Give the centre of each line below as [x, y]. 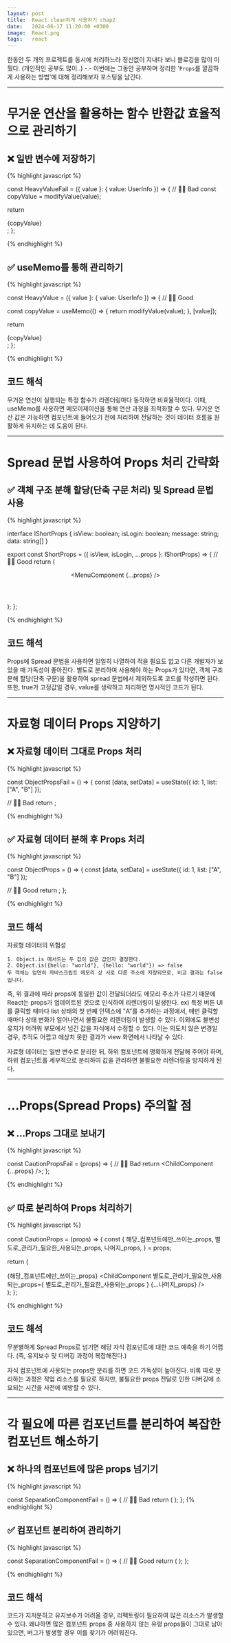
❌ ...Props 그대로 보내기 [56, 1133]
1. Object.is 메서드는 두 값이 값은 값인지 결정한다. [74, 960]
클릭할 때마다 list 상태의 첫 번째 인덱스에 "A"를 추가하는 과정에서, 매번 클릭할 [116, 1011]
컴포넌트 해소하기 [53, 1442]
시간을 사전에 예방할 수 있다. [63, 1387]
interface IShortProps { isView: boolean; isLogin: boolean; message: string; [113, 533]
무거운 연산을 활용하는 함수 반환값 [96, 114]
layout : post [26, 13]
